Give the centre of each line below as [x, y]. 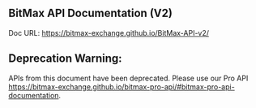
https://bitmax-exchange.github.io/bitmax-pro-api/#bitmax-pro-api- [122, 86]
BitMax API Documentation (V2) [90, 13]
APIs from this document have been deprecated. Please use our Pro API [128, 78]
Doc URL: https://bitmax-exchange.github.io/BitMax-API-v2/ [109, 32]
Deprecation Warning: [66, 59]
